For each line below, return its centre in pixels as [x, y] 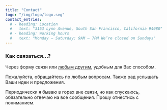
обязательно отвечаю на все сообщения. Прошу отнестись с [72, 97]
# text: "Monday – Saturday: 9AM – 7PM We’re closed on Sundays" [83, 39]
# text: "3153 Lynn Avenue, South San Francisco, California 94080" [86, 29]
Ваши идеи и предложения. [35, 82]
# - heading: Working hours [40, 33]
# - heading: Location [34, 24]
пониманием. [20, 103]
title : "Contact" [24, 10]
